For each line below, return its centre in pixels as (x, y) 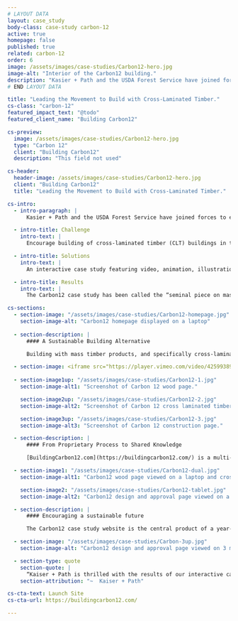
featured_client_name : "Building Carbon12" (73, 119)
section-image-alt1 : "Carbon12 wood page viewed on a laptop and (119, 477)
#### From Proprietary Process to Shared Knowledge (104, 445)
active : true (27, 34)
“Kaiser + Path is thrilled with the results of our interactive (124, 574)
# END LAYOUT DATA (34, 87)
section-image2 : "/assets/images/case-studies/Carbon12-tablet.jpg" (123, 490)
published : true (31, 47)
